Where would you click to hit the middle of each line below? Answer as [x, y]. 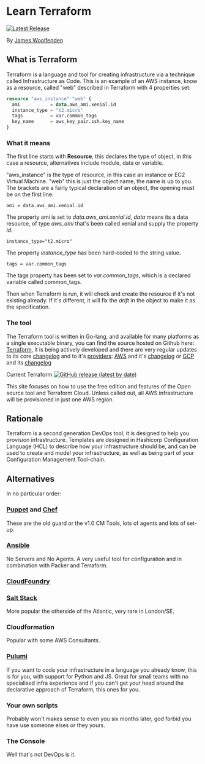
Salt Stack [22, 597]
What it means [28, 143]
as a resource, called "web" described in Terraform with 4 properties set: [99, 87]
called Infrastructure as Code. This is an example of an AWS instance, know [102, 81]
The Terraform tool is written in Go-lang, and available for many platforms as [103, 336]
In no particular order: [34, 494]
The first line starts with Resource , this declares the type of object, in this [99, 156]
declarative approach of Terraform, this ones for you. [73, 689]
